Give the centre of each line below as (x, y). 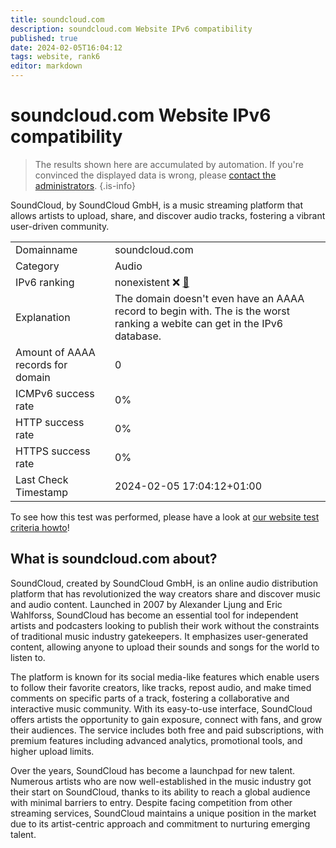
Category (37, 266)
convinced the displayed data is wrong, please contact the (155, 175)
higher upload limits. (52, 751)
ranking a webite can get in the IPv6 (199, 323)
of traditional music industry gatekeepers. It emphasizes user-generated (159, 636)
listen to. (28, 657)
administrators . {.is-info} (85, 185)
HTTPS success (53, 451)
